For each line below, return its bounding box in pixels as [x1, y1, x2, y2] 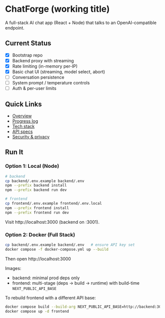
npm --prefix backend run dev [5, 187, 67, 192]
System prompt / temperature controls [12, 80, 90, 86]
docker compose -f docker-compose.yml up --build [5, 247, 109, 252]
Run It [5, 148, 24, 157]
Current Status [5, 39, 52, 48]
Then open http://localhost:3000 [5, 256, 71, 262]
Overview [12, 113, 32, 119]
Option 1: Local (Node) [5, 163, 59, 170]
